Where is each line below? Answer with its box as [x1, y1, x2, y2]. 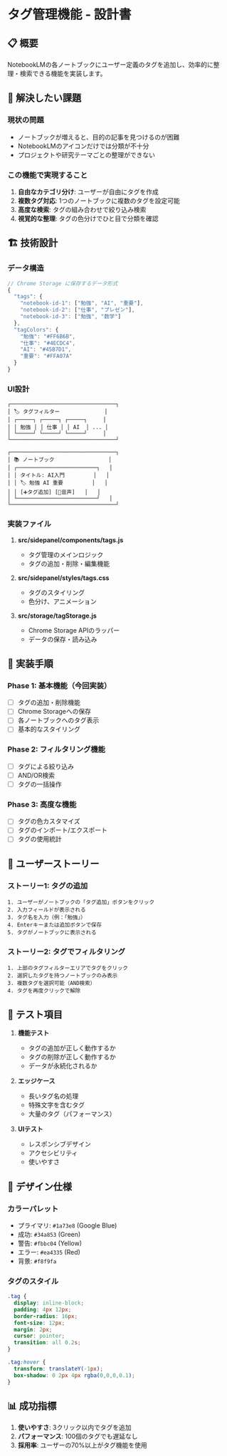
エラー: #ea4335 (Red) [17, 1247, 80, 1256]
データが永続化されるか [28, 1062, 97, 1070]
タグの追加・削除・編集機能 [28, 559, 110, 568]
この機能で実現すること [7, 170, 88, 180]
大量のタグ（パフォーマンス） [28, 1109, 116, 1118]
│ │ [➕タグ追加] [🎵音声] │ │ [7, 489, 101, 496]
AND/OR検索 [17, 771, 56, 779]
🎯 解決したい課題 [7, 92, 82, 104]
